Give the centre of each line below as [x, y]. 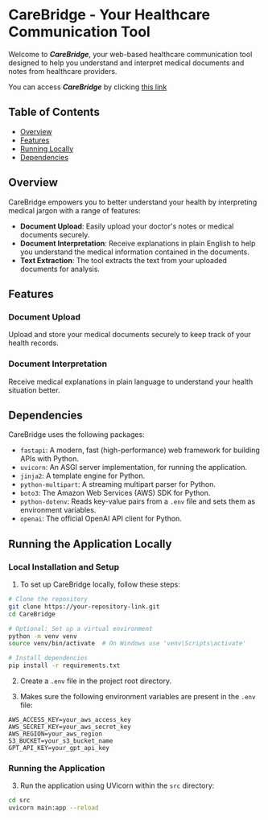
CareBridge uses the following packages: [76, 435]
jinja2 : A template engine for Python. [82, 476]
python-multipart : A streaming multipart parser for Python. [118, 484]
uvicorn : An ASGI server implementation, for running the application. [134, 468]
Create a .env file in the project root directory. [95, 681]
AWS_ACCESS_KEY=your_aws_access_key [70, 720]
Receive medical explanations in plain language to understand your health [131, 381]
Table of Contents [54, 112]
